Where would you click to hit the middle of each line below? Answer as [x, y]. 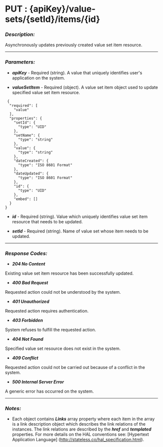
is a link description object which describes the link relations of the [79, 424]
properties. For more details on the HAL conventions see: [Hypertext [81, 434]
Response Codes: [26, 253]
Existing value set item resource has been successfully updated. [69, 273]
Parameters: [20, 62]
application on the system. [39, 78]
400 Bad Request [30, 283]
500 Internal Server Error [38, 382]
